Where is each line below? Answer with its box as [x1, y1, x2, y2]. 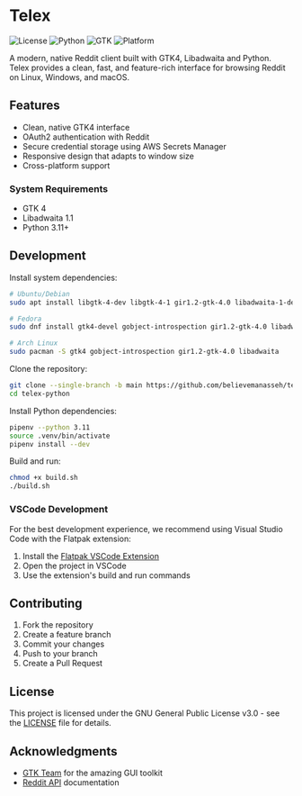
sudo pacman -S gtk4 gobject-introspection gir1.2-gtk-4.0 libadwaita [9, 348, 280, 357]
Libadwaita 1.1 [22, 213, 74, 223]
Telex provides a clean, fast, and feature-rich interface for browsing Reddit [9, 62, 286, 73]
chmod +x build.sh [9, 474, 78, 483]
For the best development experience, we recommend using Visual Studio [9, 523, 283, 534]
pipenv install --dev [9, 439, 91, 448]
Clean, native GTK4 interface [22, 122, 130, 132]
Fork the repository [22, 620, 94, 630]
